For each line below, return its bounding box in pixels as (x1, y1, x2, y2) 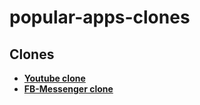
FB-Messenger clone (23, 83, 114, 95)
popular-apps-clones (9, 6, 191, 29)
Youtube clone (23, 72, 86, 84)
